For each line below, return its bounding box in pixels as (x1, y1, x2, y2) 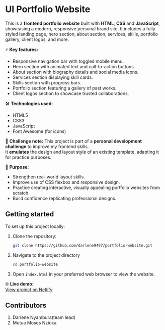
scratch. (12, 190, 30, 196)
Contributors (5, 301, 47, 309)
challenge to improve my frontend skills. (5, 143, 89, 150)
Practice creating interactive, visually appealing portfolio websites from (12, 184, 160, 191)
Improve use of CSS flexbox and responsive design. (12, 179, 120, 185)
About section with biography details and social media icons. (12, 69, 139, 75)
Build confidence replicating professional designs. (12, 195, 117, 201)
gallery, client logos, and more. (5, 36, 69, 42)
